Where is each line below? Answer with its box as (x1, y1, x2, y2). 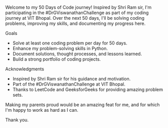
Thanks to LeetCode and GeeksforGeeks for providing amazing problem (12, 87, 163, 93)
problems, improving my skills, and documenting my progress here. (5, 20, 146, 26)
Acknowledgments (5, 66, 45, 72)
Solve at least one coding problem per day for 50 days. (12, 40, 128, 46)
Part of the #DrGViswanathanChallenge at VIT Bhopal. (12, 81, 125, 87)
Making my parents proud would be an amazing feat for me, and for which (5, 102, 160, 108)
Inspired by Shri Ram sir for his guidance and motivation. (12, 76, 131, 81)
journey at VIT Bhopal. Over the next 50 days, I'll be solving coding (5, 15, 145, 21)
